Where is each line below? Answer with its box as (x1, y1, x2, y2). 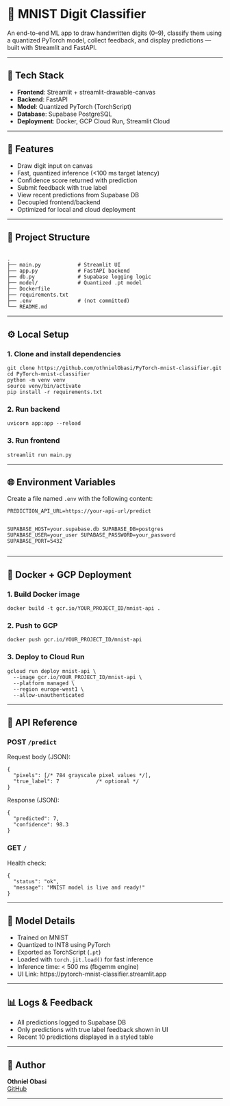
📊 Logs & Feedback (7, 996, 94, 1008)
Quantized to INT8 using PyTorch (16, 940, 111, 948)
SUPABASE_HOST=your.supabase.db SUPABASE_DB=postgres (7, 526, 164, 533)
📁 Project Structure (7, 231, 90, 243)
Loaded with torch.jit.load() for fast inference (16, 955, 153, 963)
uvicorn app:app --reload (7, 420, 81, 427)
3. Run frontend (7, 436, 60, 445)
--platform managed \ (13, 680, 75, 687)
